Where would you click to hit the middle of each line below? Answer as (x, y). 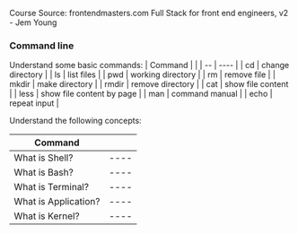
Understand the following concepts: (75, 121)
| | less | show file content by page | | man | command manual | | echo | (141, 94)
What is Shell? (44, 158)
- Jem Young (33, 22)
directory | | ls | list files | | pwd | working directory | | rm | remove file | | (143, 74)
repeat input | (35, 103)
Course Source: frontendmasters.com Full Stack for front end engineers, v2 (149, 13)
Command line (42, 46)
